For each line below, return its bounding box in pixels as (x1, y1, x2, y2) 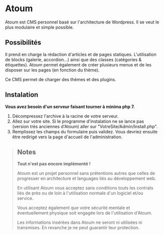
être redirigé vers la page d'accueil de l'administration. (12, 134, 122, 140)
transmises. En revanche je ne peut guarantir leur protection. (17, 225, 140, 231)
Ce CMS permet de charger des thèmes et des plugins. (5, 76, 117, 82)
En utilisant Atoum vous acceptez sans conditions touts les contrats (17, 185, 153, 191)
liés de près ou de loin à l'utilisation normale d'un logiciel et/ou (17, 190, 143, 196)
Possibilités (5, 39, 42, 47)
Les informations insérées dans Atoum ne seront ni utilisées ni (17, 219, 142, 225)
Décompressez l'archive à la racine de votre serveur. (12, 113, 119, 119)
